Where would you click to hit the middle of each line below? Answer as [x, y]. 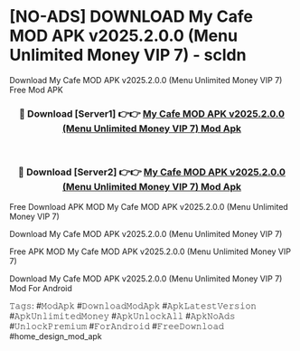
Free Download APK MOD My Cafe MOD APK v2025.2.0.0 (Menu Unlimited [149, 206]
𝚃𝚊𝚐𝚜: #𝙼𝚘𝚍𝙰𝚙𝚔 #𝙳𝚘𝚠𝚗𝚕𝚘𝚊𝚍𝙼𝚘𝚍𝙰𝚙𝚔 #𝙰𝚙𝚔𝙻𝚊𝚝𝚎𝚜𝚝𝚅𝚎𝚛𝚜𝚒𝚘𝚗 [133, 306]
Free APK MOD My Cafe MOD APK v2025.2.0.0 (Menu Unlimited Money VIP [150, 251]
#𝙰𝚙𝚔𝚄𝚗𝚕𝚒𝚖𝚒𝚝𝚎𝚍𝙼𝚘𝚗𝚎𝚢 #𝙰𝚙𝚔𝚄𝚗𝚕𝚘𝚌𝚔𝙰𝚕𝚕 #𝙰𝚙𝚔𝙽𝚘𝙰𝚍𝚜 [122, 316]
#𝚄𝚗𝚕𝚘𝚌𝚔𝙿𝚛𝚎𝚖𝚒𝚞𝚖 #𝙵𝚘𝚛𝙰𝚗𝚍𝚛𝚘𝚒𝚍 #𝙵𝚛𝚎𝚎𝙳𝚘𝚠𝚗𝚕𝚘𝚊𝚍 [117, 326]
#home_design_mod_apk [56, 336]
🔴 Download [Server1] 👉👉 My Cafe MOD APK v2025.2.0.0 [152, 113]
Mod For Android [41, 288]
